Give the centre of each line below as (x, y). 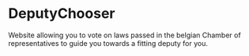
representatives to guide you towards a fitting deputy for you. (108, 43)
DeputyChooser (62, 14)
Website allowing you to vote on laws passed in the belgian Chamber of (124, 35)
